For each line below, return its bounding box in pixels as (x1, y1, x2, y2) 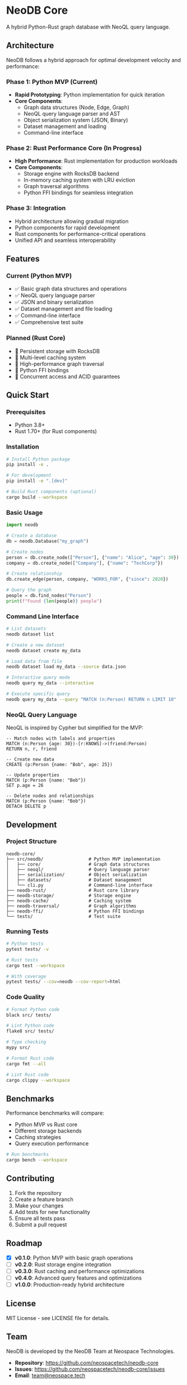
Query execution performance (14, 1140, 89, 1147)
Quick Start (6, 390, 49, 400)
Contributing (6, 1174, 55, 1184)
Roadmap (6, 1238, 43, 1249)
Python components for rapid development (14, 224, 121, 231)
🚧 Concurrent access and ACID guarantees (14, 373, 121, 380)
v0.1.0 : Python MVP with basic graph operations (14, 1254, 134, 1261)
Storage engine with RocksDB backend (23, 170, 120, 178)
